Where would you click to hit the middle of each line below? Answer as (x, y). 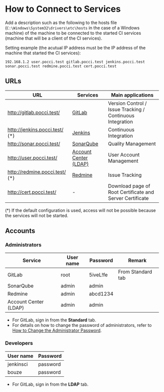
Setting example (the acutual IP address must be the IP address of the (75, 48)
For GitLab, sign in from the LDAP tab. (50, 384)
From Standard (135, 272)
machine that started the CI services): (43, 53)
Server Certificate (128, 198)
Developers (19, 343)
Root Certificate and (131, 192)
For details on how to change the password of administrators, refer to (82, 325)
